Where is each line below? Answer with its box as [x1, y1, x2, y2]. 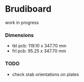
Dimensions [5, 32, 34, 39]
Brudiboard [5, 3, 52, 15]
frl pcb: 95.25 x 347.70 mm [12, 48, 67, 54]
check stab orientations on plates [12, 71, 79, 77]
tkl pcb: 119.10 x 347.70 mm [12, 43, 67, 49]
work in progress [5, 20, 39, 25]
